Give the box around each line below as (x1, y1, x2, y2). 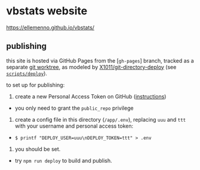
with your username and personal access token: (14, 122, 134, 129)
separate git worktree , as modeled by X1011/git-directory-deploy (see (6, 63, 177, 70)
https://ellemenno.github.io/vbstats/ (6, 24, 94, 31)
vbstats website (6, 4, 88, 18)
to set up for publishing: (6, 81, 65, 88)
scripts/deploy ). (6, 70, 48, 77)
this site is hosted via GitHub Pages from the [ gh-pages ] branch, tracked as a (6, 57, 194, 64)
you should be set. (14, 145, 61, 153)
